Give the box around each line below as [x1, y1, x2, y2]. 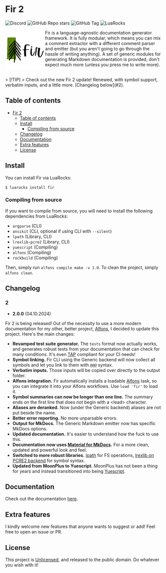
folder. [12, 372, 26, 378]
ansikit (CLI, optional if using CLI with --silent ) [12, 228, 112, 234]
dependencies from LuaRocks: [5, 213, 68, 219]
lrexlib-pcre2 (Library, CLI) [12, 238, 70, 244]
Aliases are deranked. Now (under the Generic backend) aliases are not [12, 404, 161, 410]
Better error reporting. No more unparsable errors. [12, 415, 118, 421]
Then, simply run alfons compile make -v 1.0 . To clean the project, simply [5, 264, 159, 270]
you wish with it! [5, 561, 39, 568]
